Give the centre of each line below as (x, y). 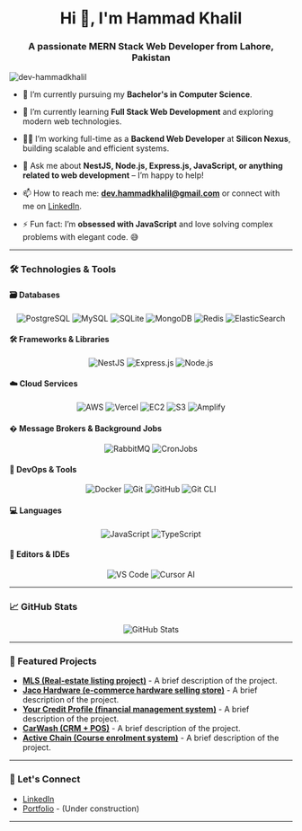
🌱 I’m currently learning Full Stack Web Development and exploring (148, 112)
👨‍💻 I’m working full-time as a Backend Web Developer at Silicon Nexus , (156, 139)
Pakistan (151, 57)
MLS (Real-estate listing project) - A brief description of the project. (150, 681)
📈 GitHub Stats (44, 606)
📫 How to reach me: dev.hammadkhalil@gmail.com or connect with (151, 193)
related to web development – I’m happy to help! (113, 175)
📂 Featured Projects (53, 661)
